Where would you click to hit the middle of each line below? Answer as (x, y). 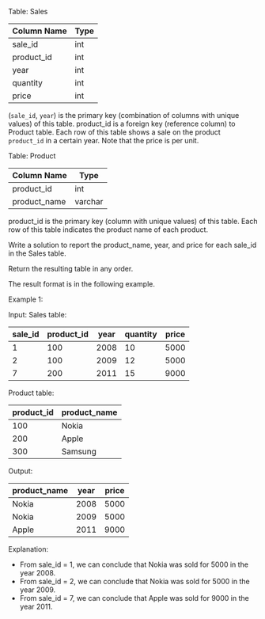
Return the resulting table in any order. (71, 269)
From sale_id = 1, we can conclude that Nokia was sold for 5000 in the (134, 564)
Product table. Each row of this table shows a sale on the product (115, 132)
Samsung (79, 452)
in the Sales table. (37, 253)
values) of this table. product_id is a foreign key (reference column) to (122, 123)
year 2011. (36, 606)
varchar (89, 201)
